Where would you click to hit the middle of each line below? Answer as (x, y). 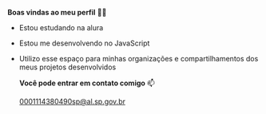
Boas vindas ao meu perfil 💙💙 (57, 12)
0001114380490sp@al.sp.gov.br (72, 101)
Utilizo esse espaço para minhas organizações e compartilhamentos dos (139, 59)
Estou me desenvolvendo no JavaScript (84, 43)
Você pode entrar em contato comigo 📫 (87, 83)
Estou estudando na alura (61, 28)
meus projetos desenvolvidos (67, 67)
